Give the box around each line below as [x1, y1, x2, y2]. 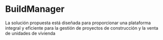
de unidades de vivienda [5, 30, 56, 36]
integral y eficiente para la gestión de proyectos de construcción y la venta [5, 25, 159, 31]
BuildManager [5, 3, 65, 15]
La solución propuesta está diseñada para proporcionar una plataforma [5, 20, 151, 26]
